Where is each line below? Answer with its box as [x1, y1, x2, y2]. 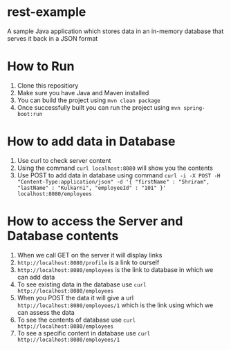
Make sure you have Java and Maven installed [17, 88, 149, 97]
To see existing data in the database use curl [17, 280, 147, 289]
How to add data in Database [7, 134, 176, 149]
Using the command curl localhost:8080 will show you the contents [17, 164, 213, 172]
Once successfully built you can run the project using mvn [17, 103, 181, 111]
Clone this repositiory [17, 81, 79, 90]
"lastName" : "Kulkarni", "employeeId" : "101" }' [17, 184, 167, 191]
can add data [17, 273, 55, 281]
